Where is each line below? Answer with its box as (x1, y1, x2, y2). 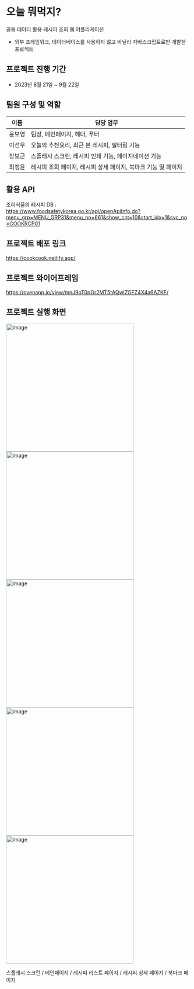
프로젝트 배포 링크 (6, 238, 66, 249)
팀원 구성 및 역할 (6, 100, 61, 110)
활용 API (6, 184, 35, 194)
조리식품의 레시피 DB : (6, 201, 57, 208)
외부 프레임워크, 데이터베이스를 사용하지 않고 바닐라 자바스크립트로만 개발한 (14, 38, 186, 45)
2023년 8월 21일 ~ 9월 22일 (14, 81, 80, 88)
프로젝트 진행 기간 (6, 64, 66, 74)
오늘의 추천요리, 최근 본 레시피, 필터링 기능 (31, 141, 140, 149)
